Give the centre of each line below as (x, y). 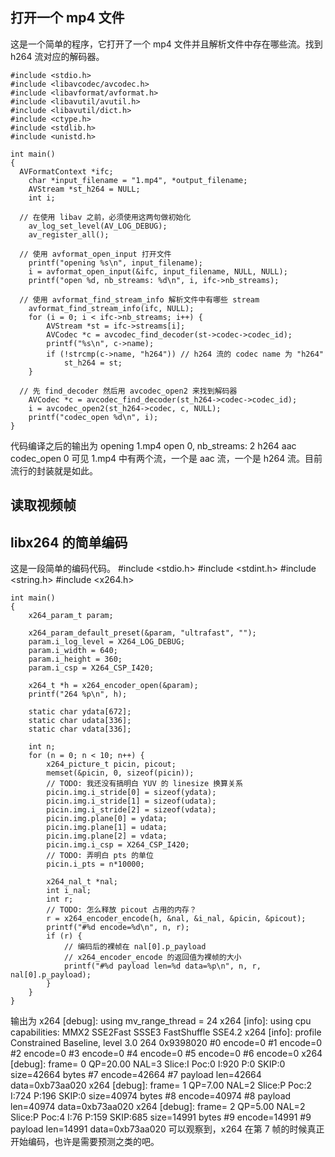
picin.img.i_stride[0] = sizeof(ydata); (131, 793)
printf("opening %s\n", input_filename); (115, 263)
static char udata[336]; (80, 721)
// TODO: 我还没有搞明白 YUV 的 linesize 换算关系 (144, 784)
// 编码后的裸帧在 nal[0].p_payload (135, 947)
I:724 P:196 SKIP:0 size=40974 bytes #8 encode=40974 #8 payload (151, 1096)
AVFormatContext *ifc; (66, 171)
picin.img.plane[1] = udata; (107, 828)
